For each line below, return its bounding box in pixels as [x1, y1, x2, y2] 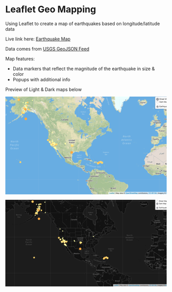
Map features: [5, 55, 35, 62]
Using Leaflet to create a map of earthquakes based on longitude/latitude [5, 20, 160, 27]
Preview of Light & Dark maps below [5, 86, 82, 93]
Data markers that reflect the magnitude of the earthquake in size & [12, 65, 155, 72]
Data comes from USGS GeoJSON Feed [5, 46, 90, 52]
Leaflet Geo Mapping [5, 4, 96, 15]
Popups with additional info [12, 76, 71, 82]
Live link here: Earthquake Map [5, 36, 71, 42]
